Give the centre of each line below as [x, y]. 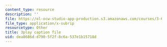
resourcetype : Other [27, 28]
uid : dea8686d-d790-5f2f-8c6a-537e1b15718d [51, 37]
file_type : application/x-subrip [40, 23]
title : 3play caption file [33, 32]
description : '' [22, 14]
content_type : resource [30, 10]
